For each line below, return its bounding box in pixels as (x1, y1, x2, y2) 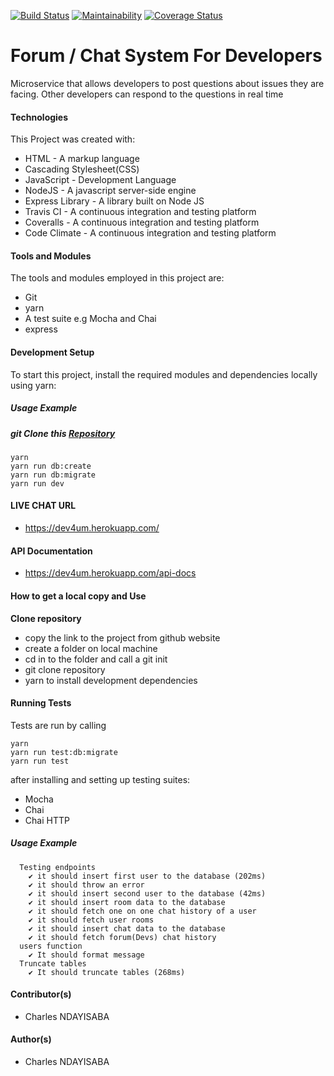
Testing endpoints (19, 862, 97, 872)
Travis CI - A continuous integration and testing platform (24, 206, 257, 218)
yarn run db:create (10, 461, 92, 471)
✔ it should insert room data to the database (28, 897, 226, 907)
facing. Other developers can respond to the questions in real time (10, 88, 284, 100)
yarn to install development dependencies (24, 674, 198, 686)
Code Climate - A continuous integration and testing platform (24, 227, 277, 239)
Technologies (10, 111, 69, 123)
